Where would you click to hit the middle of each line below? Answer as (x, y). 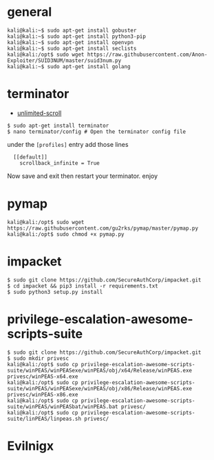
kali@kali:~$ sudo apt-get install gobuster (72, 30)
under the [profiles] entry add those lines (68, 144)
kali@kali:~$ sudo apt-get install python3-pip (77, 36)
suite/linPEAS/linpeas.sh (44, 419)
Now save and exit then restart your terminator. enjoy (83, 176)
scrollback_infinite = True (60, 163)
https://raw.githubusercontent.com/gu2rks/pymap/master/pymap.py (103, 228)
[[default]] (31, 157)
